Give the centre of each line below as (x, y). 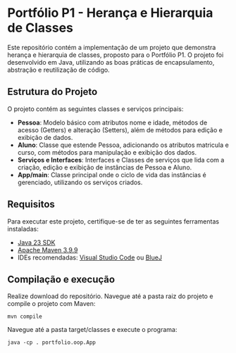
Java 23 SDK (36, 242)
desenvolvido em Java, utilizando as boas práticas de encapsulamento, (111, 62)
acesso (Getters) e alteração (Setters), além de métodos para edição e (120, 130)
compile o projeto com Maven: (51, 304)
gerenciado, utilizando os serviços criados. (80, 182)
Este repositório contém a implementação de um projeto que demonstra (112, 47)
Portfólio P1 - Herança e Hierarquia (110, 13)
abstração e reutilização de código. (59, 70)
